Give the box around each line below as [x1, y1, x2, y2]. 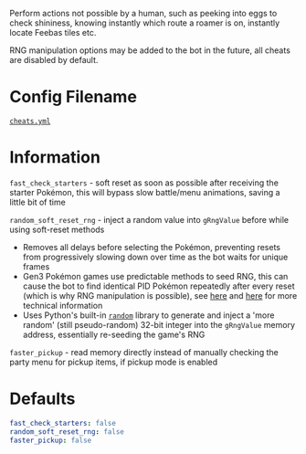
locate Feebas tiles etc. [9, 27, 97, 37]
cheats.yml [9, 116, 51, 126]
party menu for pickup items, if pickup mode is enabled [9, 356, 218, 367]
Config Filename [9, 87, 137, 108]
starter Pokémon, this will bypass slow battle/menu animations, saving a [9, 186, 280, 197]
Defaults [9, 388, 76, 409]
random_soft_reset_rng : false [9, 427, 125, 437]
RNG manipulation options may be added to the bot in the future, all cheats [9, 45, 290, 56]
